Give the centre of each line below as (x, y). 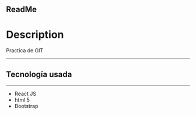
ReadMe (21, 10)
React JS (25, 94)
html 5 (22, 100)
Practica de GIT (25, 51)
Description (35, 35)
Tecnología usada (39, 74)
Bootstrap (26, 106)
